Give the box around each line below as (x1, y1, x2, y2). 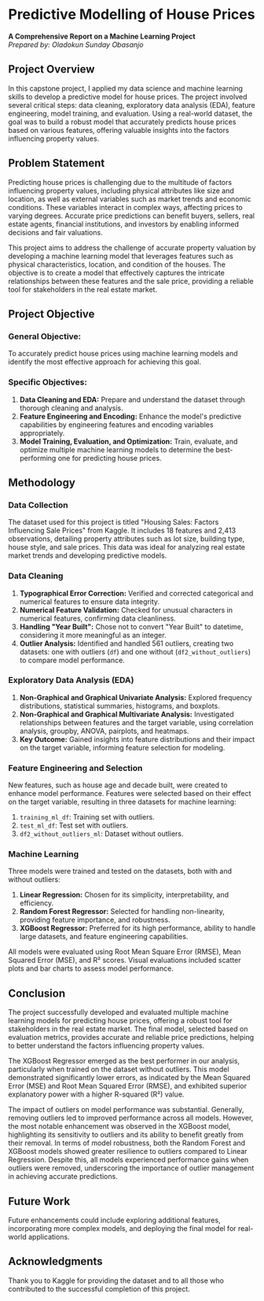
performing (19, 453, 57, 463)
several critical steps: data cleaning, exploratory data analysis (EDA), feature (8, 100, 255, 109)
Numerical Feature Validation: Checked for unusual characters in (19, 605, 233, 614)
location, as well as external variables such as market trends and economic (8, 194, 251, 204)
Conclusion (8, 986, 66, 1000)
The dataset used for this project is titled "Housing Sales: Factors (8, 518, 219, 527)
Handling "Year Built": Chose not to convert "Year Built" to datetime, (19, 621, 244, 631)
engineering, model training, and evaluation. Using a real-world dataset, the (8, 109, 253, 118)
